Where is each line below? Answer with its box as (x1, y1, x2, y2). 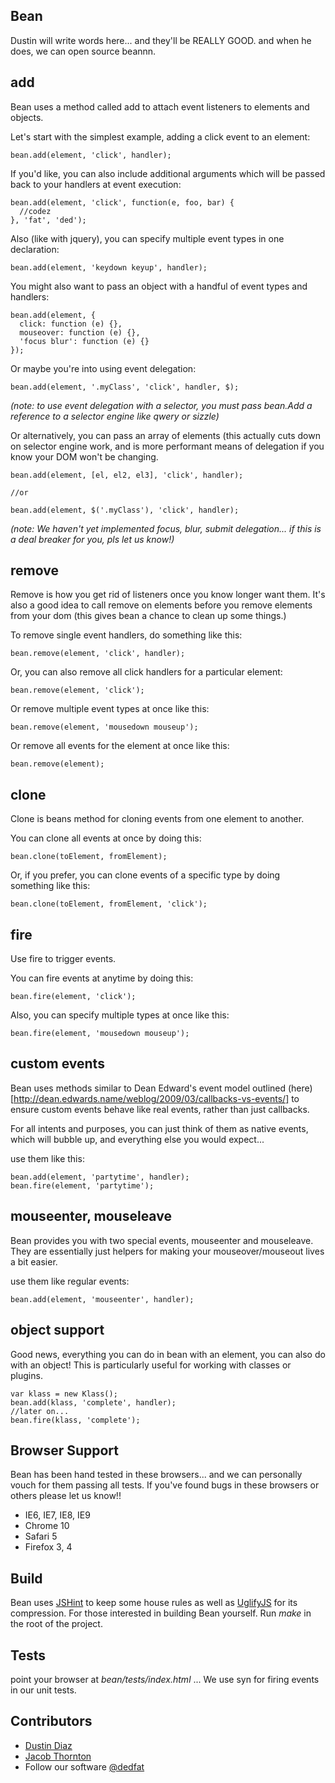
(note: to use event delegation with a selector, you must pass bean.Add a (10, 399, 313, 411)
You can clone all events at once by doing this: (10, 832, 202, 844)
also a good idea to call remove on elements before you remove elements (10, 599, 313, 611)
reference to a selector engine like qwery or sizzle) (10, 410, 220, 422)
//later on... (10, 1406, 70, 1416)
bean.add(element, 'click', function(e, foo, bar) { (10, 197, 235, 208)
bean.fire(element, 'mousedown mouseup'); (10, 1029, 190, 1039)
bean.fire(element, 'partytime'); (10, 1180, 155, 1191)
